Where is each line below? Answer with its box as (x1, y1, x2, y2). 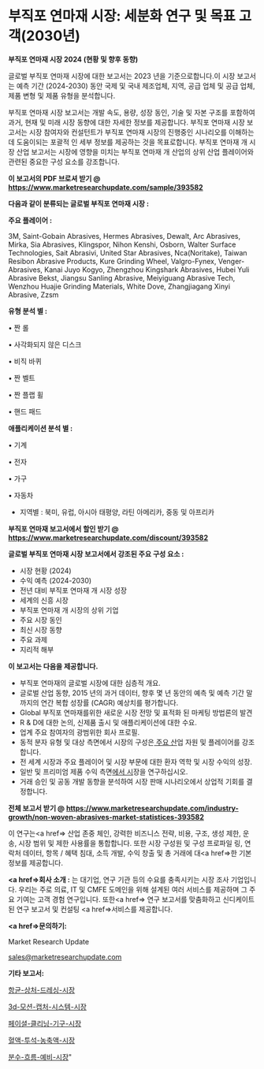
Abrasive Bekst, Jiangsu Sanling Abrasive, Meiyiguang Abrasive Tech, (8, 273, 236, 282)
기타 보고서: (8, 968, 45, 978)
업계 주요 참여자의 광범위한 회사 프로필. (19, 727, 140, 737)
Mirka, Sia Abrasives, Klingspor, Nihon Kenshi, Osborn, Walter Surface (8, 240, 236, 249)
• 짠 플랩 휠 (8, 389, 44, 399)
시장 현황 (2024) (19, 565, 73, 575)
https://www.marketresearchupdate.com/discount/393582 (8, 533, 209, 542)
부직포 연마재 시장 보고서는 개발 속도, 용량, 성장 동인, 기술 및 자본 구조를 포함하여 (8, 107, 256, 117)
